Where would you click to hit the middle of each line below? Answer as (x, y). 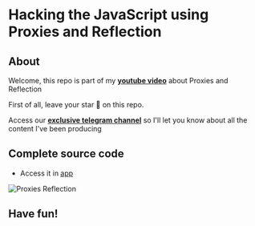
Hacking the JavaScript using (109, 15)
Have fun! (33, 214)
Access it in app (47, 173)
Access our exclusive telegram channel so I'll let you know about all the (128, 120)
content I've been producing (55, 129)
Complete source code (66, 154)
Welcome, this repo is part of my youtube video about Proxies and (118, 81)
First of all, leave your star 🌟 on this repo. (76, 105)
